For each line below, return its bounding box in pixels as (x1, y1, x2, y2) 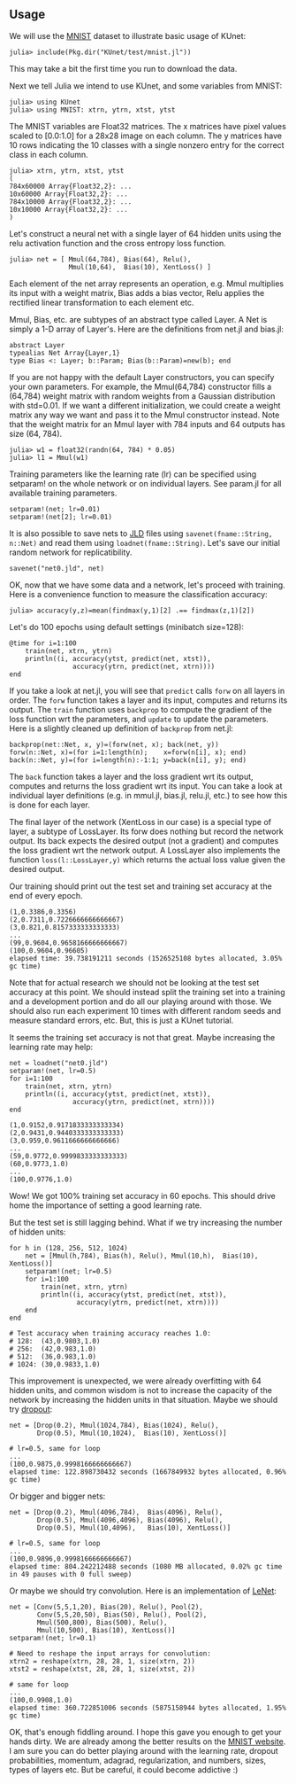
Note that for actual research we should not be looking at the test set (9, 977, 260, 987)
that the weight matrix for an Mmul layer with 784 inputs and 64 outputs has (9, 418, 285, 429)
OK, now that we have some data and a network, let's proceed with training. (9, 580, 285, 590)
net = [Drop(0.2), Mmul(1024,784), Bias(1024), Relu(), (9, 1421, 219, 1430)
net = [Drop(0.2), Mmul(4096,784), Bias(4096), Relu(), (9, 1507, 224, 1516)
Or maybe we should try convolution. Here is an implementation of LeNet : (9, 1585, 277, 1596)
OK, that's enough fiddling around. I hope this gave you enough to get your (9, 1726, 282, 1737)
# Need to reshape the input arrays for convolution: (9, 1648, 212, 1658)
